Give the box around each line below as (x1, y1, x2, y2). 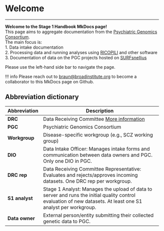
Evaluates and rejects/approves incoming (43, 172, 138, 178)
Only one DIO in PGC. (43, 157, 92, 164)
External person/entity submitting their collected (43, 212, 154, 218)
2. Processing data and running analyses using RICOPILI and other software (5, 49, 158, 55)
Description (86, 107, 114, 114)
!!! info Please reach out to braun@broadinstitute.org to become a (5, 74, 137, 79)
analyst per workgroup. (43, 204, 97, 211)
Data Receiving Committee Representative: (43, 165, 142, 172)
